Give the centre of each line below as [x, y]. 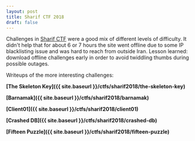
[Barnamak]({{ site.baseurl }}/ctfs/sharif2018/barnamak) [78, 98]
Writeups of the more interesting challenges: [60, 75]
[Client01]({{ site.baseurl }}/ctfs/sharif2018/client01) [73, 109]
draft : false [22, 22]
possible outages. [28, 64]
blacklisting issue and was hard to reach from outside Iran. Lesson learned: [97, 51]
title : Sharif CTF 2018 [35, 17]
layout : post [22, 11]
